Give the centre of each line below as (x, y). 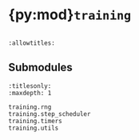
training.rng (30, 107)
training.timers (35, 121)
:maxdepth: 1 (30, 93)
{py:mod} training (70, 15)
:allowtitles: (32, 43)
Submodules (41, 68)
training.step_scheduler (50, 114)
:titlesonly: (30, 86)
